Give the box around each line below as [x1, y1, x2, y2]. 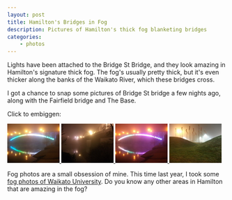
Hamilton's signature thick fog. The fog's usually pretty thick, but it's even [7, 68, 219, 77]
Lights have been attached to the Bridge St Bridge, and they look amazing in [7, 61, 226, 69]
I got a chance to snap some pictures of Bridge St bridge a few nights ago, [7, 89, 221, 98]
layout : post [7, 11, 45, 18]
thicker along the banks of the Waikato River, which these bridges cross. [7, 75, 215, 84]
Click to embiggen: [7, 110, 61, 118]
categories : [7, 33, 42, 40]
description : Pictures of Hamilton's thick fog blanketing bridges [7, 26, 208, 33]
